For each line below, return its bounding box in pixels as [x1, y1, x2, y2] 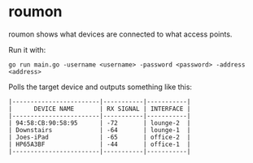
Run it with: [8, 45, 46, 54]
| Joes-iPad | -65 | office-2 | [8, 133, 191, 141]
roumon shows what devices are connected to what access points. [8, 29, 233, 39]
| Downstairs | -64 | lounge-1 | [8, 126, 191, 134]
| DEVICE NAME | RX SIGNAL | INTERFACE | [8, 105, 191, 113]
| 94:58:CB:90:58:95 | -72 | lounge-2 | [8, 118, 191, 127]
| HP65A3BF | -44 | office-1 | [8, 140, 191, 148]
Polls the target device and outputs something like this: [8, 82, 193, 92]
